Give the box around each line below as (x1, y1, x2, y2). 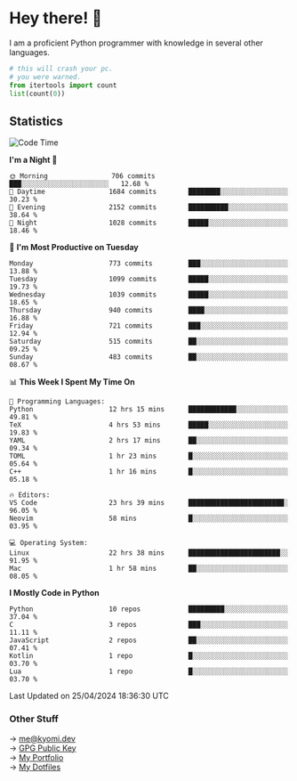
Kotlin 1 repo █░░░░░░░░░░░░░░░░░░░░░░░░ (9, 652, 289, 661)
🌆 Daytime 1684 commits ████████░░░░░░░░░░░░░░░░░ (9, 187, 289, 197)
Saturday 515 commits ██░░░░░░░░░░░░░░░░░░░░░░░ (9, 338, 289, 346)
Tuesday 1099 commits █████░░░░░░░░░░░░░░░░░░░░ (9, 275, 289, 284)
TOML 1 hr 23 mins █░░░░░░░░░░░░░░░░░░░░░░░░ (9, 452, 289, 461)
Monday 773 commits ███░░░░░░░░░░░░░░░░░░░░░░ (9, 259, 289, 268)
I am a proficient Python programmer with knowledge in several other (9, 37, 264, 48)
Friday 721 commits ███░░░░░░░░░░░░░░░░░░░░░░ (9, 321, 289, 330)
